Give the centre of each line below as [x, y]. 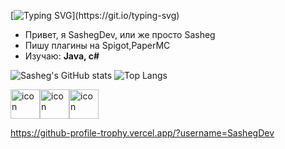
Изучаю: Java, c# [62, 56]
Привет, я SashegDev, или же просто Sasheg [120, 34]
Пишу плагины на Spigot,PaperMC [97, 45]
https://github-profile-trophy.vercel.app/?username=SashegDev [142, 133]
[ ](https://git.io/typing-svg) [95, 15]
